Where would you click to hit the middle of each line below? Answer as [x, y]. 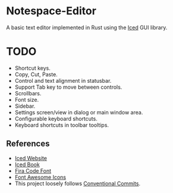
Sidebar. [25, 106]
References [28, 144]
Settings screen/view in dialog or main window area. [79, 112]
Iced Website [31, 158]
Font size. [27, 99]
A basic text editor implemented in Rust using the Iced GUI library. [87, 27]
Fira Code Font [33, 170]
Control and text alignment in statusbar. [63, 80]
